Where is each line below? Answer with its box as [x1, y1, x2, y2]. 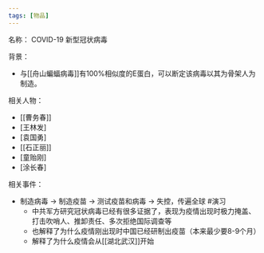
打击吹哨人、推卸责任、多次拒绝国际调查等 [31, 216, 172, 226]
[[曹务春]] [19, 113, 52, 122]
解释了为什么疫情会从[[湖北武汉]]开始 [31, 236, 155, 246]
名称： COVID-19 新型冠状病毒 [8, 34, 108, 44]
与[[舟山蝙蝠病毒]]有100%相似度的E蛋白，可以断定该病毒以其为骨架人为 [19, 69, 256, 78]
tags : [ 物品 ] [8, 11, 49, 20]
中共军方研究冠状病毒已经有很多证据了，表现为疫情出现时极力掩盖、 [31, 206, 256, 215]
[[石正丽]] [19, 142, 52, 152]
